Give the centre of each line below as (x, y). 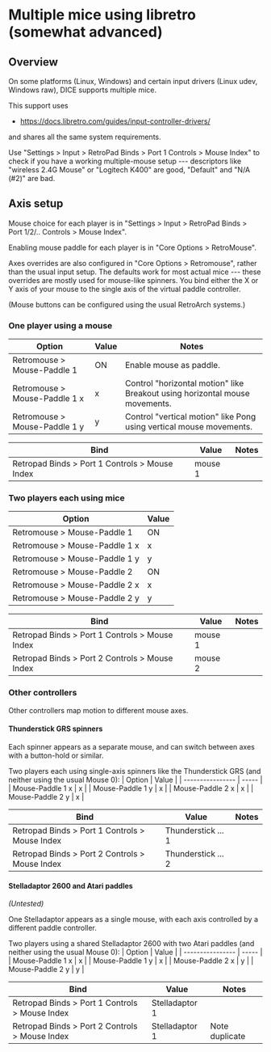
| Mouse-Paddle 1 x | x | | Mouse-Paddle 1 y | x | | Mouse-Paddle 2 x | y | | (131, 961)
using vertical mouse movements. (188, 427)
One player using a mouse (60, 325)
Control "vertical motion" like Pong (190, 416)
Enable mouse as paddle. (172, 365)
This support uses (38, 106)
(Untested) (26, 904)
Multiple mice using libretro (102, 15)
